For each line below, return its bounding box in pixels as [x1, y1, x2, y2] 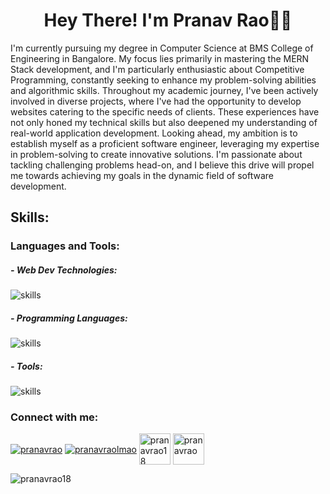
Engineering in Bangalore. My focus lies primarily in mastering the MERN [10, 52, 310, 64]
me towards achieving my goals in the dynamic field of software [10, 169, 274, 181]
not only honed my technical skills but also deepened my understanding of [10, 116, 318, 128]
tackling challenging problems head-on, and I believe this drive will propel [10, 159, 315, 171]
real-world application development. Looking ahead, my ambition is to [10, 127, 298, 139]
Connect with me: [10, 410, 99, 424]
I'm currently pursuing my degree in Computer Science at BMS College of [10, 42, 314, 54]
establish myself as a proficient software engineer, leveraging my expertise [10, 137, 320, 149]
